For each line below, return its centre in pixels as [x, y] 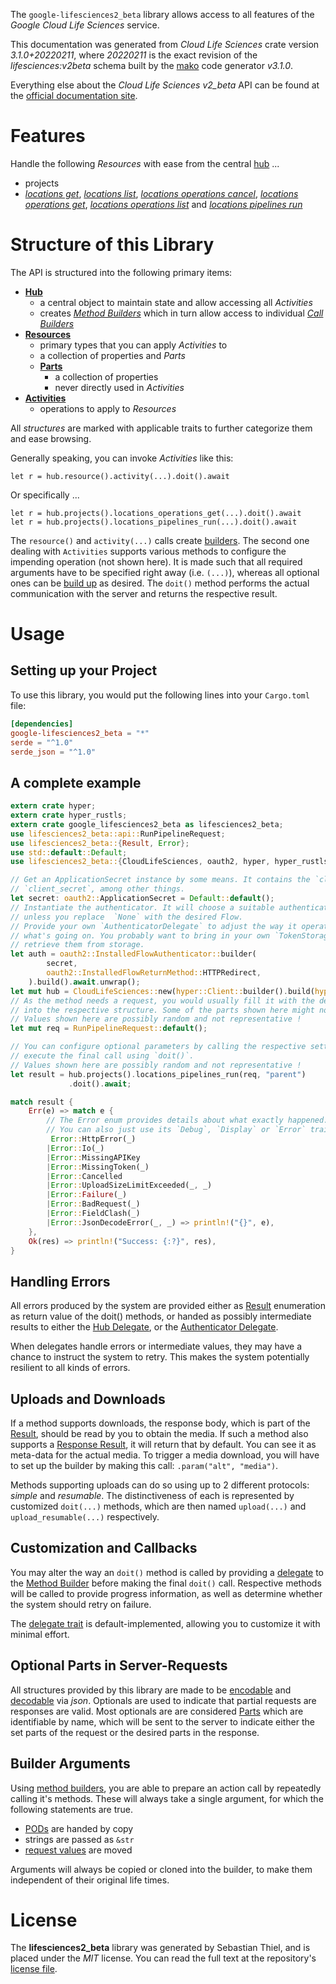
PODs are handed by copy [79, 1828]
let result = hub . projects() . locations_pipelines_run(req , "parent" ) [158, 1074]
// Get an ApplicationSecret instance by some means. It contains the [160, 880]
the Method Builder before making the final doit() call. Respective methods [166, 1583]
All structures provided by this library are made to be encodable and [151, 1690]
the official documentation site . [74, 95]
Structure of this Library [112, 245]
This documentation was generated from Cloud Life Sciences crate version [165, 44]
